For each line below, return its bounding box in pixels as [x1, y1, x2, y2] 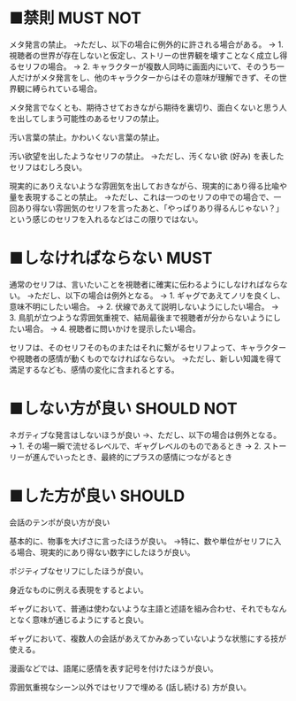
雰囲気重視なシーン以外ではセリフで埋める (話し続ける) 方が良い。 [9, 682, 252, 692]
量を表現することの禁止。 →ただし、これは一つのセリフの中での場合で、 [9, 191, 274, 202]
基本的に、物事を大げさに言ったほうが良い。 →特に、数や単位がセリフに [9, 535, 274, 546]
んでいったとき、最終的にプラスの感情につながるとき [39, 451, 233, 462]
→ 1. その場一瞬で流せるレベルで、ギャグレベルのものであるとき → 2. [9, 440, 262, 451]
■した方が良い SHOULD [9, 486, 186, 505]
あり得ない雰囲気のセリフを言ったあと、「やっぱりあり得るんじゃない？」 [16, 203, 285, 213]
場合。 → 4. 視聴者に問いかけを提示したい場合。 [24, 323, 201, 334]
